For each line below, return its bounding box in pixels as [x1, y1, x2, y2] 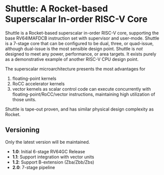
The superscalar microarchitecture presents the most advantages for [5, 65, 146, 72]
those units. [12, 96, 37, 102]
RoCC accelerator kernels [12, 80, 65, 87]
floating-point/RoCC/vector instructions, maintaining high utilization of [12, 91, 156, 97]
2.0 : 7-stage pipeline [12, 164, 55, 170]
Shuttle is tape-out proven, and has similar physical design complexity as [5, 106, 154, 112]
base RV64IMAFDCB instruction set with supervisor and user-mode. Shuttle [5, 35, 160, 41]
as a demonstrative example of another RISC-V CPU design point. [5, 56, 139, 62]
